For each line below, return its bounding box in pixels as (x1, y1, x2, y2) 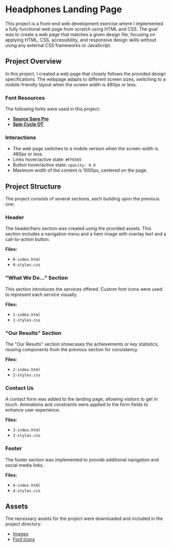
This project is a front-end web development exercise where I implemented (5, 20, 163, 27)
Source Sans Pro (12, 116, 49, 122)
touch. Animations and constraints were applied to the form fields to (5, 401, 149, 407)
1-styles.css (12, 317, 41, 323)
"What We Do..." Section (5, 275, 68, 282)
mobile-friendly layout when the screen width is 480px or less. (5, 81, 137, 87)
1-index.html (12, 312, 41, 317)
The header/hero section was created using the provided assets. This (5, 225, 152, 232)
